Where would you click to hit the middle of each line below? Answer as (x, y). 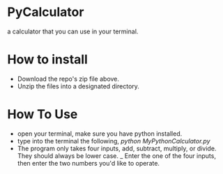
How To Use (43, 114)
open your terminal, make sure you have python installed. (100, 134)
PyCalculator (46, 12)
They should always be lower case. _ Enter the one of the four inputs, (116, 156)
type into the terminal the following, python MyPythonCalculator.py (114, 141)
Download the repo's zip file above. (68, 79)
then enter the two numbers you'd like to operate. (89, 163)
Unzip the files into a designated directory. (78, 86)
